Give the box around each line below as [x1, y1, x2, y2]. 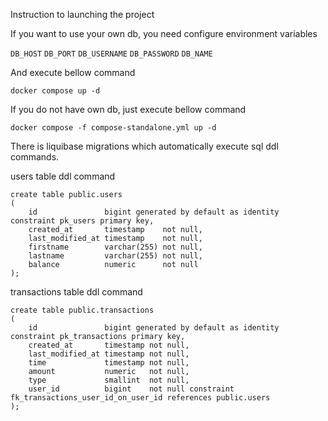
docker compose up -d [10, 86, 101, 96]
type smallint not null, [28, 375, 190, 385]
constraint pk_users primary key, [10, 216, 155, 226]
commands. [10, 151, 60, 163]
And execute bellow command [10, 67, 136, 78]
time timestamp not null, [28, 358, 190, 368]
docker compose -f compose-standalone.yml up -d [10, 123, 217, 133]
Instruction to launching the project [10, 9, 155, 20]
